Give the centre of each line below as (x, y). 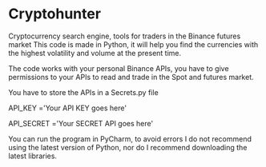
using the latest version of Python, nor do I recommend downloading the (128, 147)
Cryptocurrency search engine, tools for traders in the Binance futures (125, 36)
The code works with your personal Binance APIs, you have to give (119, 68)
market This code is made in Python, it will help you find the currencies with (133, 44)
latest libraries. (33, 156)
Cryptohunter (55, 14)
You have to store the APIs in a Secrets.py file (83, 92)
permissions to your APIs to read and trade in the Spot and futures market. (131, 77)
